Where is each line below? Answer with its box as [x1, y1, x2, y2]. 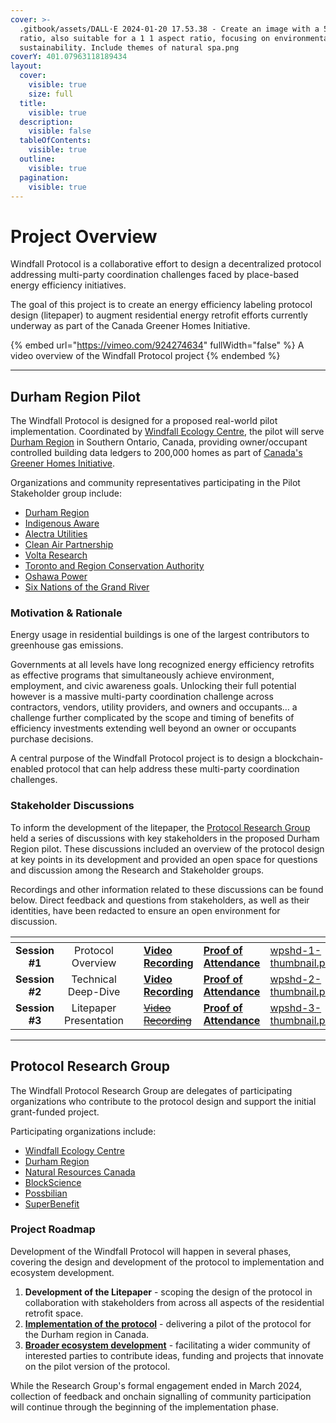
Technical [71, 972, 117, 986]
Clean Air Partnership [24, 539, 114, 551]
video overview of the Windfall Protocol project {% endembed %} [10, 350, 281, 362]
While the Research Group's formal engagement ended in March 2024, [10, 1379, 303, 1391]
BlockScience [24, 1176, 82, 1188]
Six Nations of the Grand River [24, 581, 150, 593]
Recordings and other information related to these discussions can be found [10, 883, 324, 895]
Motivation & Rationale [10, 606, 123, 620]
